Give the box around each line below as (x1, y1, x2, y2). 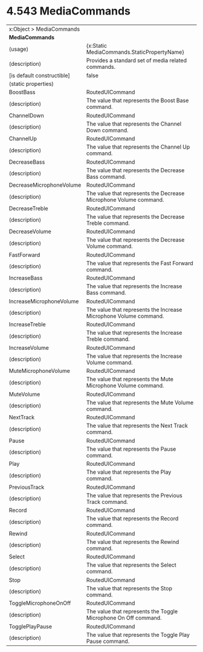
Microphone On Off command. (86, 615, 162, 622)
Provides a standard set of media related (86, 57, 187, 64)
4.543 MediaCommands (6, 4, 131, 18)
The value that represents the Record (86, 515, 179, 522)
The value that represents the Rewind (86, 538, 179, 545)
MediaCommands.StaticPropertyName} (86, 48, 184, 56)
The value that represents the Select (86, 561, 176, 569)
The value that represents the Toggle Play (86, 631, 190, 638)
